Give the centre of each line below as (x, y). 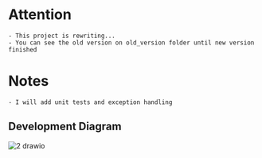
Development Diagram (65, 127)
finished (23, 49)
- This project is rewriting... (62, 36)
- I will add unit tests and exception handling (90, 102)
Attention (40, 15)
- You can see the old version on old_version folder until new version (131, 42)
